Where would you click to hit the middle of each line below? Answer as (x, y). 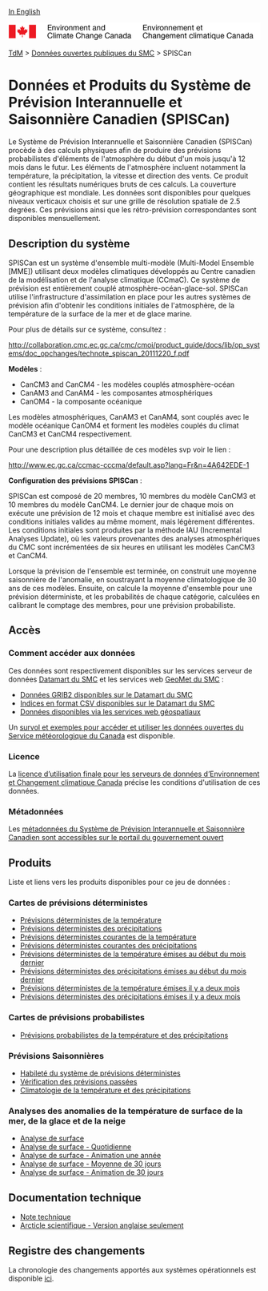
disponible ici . (31, 1278)
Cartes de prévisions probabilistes (77, 1018)
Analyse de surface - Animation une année (90, 1156)
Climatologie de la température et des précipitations (105, 1090)
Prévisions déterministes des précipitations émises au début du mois (133, 971)
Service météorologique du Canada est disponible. (92, 735)
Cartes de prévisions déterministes (78, 903)
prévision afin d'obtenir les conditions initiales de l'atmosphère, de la (121, 306)
